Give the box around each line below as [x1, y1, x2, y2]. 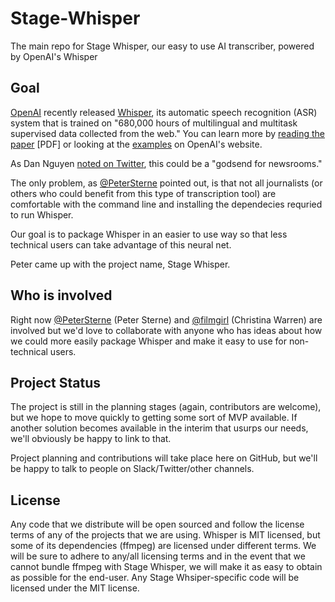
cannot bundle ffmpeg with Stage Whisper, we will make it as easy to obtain [10, 561, 323, 573]
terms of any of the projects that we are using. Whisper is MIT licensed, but [10, 529, 321, 541]
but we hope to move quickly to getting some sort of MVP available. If [10, 412, 298, 424]
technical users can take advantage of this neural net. [10, 238, 232, 251]
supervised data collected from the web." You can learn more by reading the [10, 127, 325, 139]
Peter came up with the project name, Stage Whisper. [10, 258, 231, 270]
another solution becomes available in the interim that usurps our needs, [10, 422, 309, 434]
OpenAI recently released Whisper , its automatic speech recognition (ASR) [10, 106, 318, 118]
